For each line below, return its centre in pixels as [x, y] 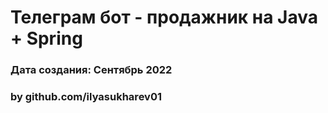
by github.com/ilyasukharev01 [86, 97]
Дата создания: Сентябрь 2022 [91, 70]
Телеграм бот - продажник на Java [164, 17]
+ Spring [46, 38]
